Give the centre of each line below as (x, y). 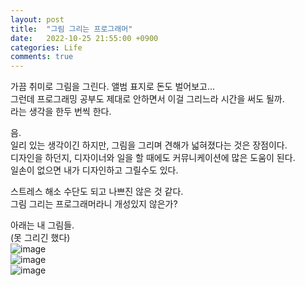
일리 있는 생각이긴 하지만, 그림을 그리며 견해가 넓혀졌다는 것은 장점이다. (149, 145)
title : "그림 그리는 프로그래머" (71, 29)
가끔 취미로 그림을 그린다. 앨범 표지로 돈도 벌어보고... (113, 87)
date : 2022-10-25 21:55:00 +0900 (84, 38)
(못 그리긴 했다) (40, 238)
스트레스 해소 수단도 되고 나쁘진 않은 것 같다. (97, 192)
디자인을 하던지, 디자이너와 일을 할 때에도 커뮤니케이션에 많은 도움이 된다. (153, 158)
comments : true (42, 57)
